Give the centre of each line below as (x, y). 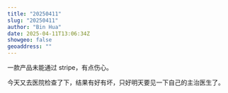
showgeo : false (30, 40)
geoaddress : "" (30, 46)
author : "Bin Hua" (34, 27)
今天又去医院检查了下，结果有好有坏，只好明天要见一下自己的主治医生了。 (116, 82)
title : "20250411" (34, 14)
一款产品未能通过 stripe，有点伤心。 (60, 67)
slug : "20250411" (33, 20)
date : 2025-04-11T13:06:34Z (49, 33)
